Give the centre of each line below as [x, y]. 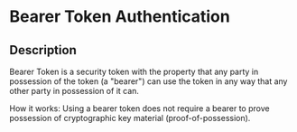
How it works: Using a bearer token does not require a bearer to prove [139, 108]
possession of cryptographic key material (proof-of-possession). [130, 118]
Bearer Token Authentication [120, 17]
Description [43, 50]
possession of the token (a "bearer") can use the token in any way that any [148, 81]
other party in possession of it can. [74, 91]
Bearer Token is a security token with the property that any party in [134, 71]
